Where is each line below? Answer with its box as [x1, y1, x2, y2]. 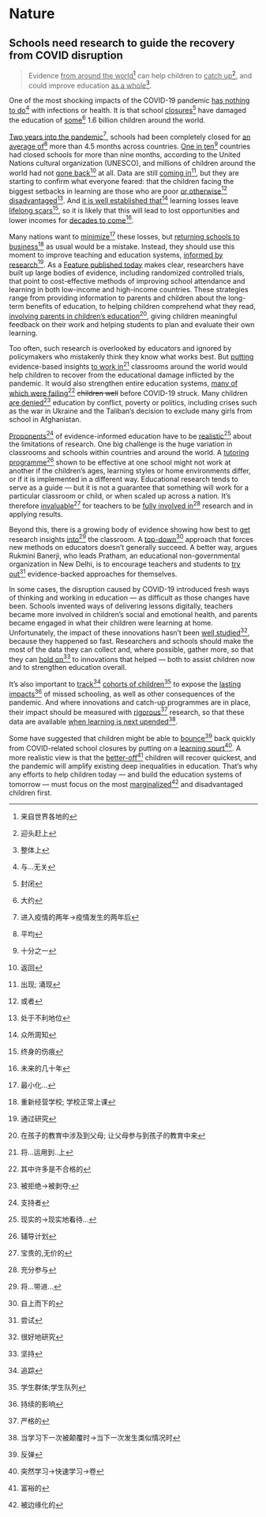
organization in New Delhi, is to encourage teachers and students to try [9, 559, 241, 569]
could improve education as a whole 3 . [28, 79, 152, 90]
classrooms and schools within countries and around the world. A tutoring [9, 448, 249, 457]
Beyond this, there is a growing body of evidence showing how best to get [9, 525, 251, 534]
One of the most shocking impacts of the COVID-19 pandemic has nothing [9, 96, 250, 105]
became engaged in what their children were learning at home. [9, 618, 214, 628]
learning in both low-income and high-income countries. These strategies [9, 285, 249, 295]
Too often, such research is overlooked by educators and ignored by [9, 343, 232, 352]
